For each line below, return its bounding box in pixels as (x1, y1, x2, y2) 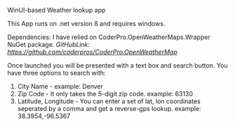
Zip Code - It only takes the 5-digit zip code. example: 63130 (17, 90, 194, 98)
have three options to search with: (7, 69, 107, 77)
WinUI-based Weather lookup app (7, 6, 106, 14)
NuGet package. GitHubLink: (7, 40, 90, 48)
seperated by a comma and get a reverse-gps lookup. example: (17, 105, 201, 112)
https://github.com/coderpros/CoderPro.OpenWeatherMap (7, 48, 177, 56)
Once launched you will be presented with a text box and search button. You (7, 61, 228, 69)
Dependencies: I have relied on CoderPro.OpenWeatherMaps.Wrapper (7, 33, 210, 41)
